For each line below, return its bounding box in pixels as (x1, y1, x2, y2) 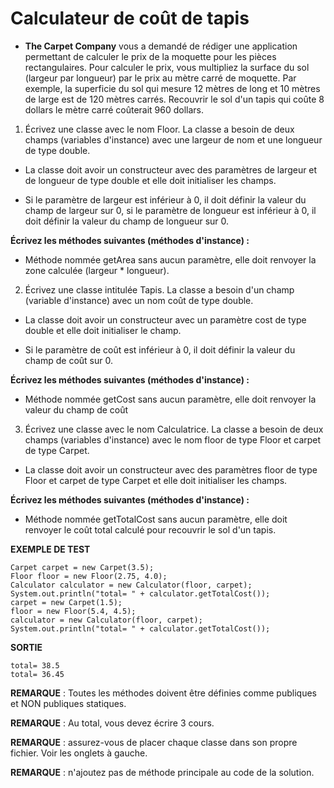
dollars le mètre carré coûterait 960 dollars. (24, 103, 205, 116)
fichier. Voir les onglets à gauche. (10, 747, 148, 759)
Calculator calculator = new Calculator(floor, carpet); (10, 580, 253, 590)
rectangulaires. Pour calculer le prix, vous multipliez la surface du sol (24, 61, 310, 73)
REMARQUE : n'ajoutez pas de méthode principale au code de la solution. (10, 766, 315, 778)
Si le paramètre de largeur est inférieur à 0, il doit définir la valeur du (24, 193, 307, 206)
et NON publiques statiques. (10, 697, 127, 709)
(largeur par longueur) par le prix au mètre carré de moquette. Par (24, 72, 297, 84)
